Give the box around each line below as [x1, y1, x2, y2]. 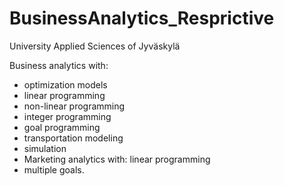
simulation [23, 142, 67, 154]
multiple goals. [23, 163, 85, 176]
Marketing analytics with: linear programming [23, 153, 211, 165]
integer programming [23, 110, 112, 122]
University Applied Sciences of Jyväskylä [9, 40, 181, 52]
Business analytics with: [9, 59, 109, 71]
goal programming [23, 121, 101, 133]
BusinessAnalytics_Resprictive [9, 7, 275, 30]
